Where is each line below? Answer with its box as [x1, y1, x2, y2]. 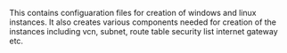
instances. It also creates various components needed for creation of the [9, 17, 277, 27]
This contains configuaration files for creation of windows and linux [9, 8, 257, 18]
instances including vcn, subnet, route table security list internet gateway [9, 26, 278, 36]
